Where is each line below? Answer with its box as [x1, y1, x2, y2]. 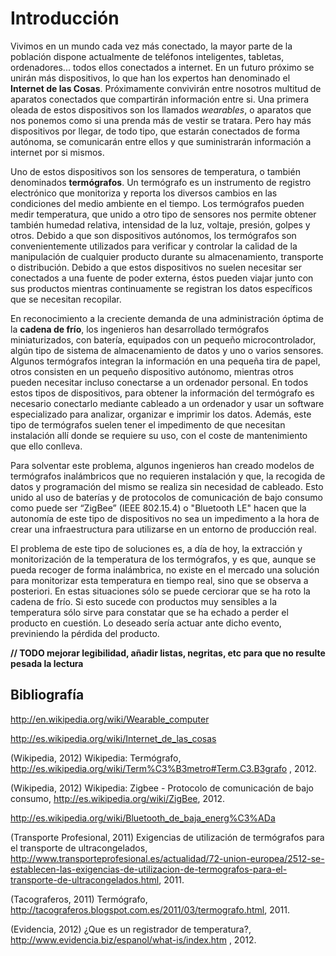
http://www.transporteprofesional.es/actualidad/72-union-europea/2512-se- [10, 852, 325, 864]
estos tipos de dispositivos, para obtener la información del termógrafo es [10, 387, 315, 399]
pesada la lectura [10, 657, 84, 669]
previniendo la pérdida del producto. [10, 627, 160, 639]
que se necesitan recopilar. [10, 293, 122, 305]
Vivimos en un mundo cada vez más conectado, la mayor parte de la [10, 40, 293, 52]
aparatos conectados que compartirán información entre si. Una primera [10, 93, 310, 105]
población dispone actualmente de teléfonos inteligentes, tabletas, [10, 50, 285, 62]
